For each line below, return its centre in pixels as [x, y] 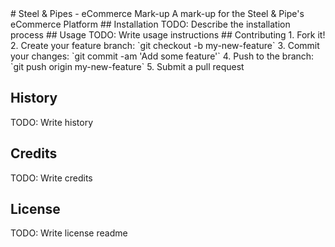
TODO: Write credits [51, 178]
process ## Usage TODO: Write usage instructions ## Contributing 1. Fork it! [168, 35]
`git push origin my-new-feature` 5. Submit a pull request [127, 66]
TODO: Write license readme [69, 233]
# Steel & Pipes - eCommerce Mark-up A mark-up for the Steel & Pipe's [157, 13]
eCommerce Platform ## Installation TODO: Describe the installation [150, 24]
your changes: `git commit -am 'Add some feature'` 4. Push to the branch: [162, 56]
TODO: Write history [52, 122]
